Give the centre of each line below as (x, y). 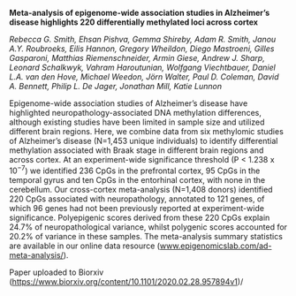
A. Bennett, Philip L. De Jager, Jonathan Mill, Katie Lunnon (116, 86)
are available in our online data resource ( (85, 246)
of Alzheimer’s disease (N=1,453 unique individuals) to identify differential (144, 141)
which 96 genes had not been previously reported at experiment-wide (137, 208)
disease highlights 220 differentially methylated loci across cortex (134, 22)
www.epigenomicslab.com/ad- (216, 246)
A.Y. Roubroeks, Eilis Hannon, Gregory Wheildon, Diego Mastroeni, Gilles (142, 49)
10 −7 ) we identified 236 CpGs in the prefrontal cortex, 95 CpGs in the (135, 170)
